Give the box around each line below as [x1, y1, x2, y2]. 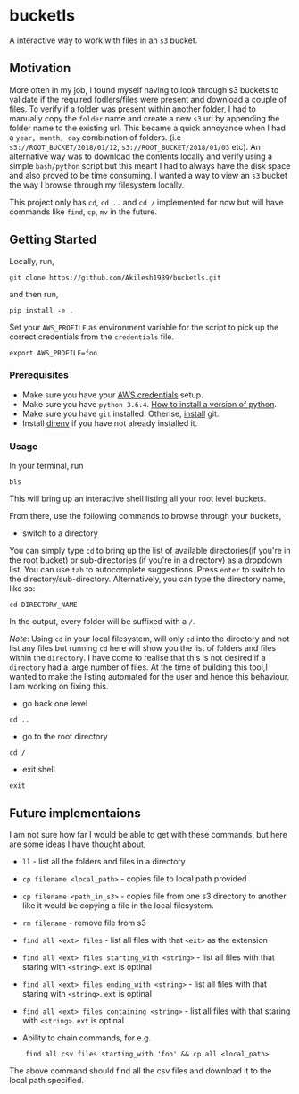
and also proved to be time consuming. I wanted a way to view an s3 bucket [9, 170, 287, 180]
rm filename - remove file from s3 [21, 917, 147, 928]
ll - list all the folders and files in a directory [21, 856, 186, 866]
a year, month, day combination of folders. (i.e [9, 131, 181, 143]
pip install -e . [9, 305, 74, 315]
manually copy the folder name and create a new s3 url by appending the [9, 113, 280, 123]
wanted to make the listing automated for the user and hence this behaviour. [9, 672, 290, 682]
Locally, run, [9, 255, 55, 266]
